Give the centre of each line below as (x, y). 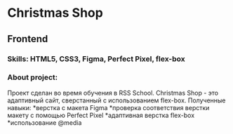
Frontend (28, 39)
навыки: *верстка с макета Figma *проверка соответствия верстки (108, 107)
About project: (33, 77)
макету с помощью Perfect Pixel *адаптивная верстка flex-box (101, 115)
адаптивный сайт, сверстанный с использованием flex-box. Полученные (116, 100)
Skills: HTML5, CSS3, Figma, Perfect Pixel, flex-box (96, 59)
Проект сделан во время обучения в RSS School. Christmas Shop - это (113, 93)
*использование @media (45, 122)
